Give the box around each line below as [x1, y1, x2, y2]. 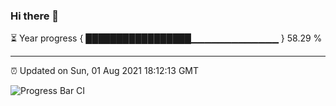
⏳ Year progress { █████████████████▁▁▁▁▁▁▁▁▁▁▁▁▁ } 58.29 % [10, 32, 323, 44]
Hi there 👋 [10, 9, 60, 23]
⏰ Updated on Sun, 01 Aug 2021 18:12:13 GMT [10, 65, 200, 77]
